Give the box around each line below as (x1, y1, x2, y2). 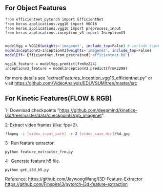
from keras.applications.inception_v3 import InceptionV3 (5, 30, 125, 36)
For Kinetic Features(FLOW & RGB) (5, 94, 112, 103)
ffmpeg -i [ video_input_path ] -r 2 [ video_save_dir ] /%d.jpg (5, 131, 130, 136)
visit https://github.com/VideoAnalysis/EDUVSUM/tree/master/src (5, 80, 138, 86)
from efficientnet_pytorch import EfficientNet (5, 17, 104, 21)
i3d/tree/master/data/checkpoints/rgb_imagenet (5, 112, 102, 118)
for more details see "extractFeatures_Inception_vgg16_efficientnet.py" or (5, 75, 153, 81)
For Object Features (5, 4, 67, 12)
